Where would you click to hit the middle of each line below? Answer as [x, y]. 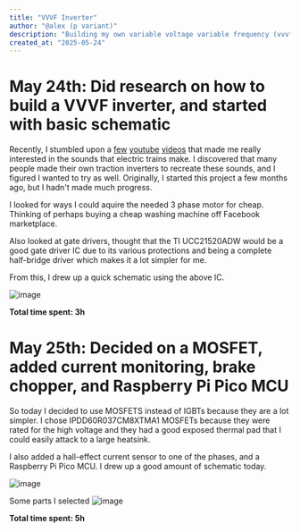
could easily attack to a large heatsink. [80, 440]
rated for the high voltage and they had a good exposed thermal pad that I [145, 430]
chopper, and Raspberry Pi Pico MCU [149, 386]
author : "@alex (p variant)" [63, 26]
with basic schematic [90, 125]
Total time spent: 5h [47, 519]
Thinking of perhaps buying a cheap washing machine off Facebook [135, 215]
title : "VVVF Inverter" [54, 17]
